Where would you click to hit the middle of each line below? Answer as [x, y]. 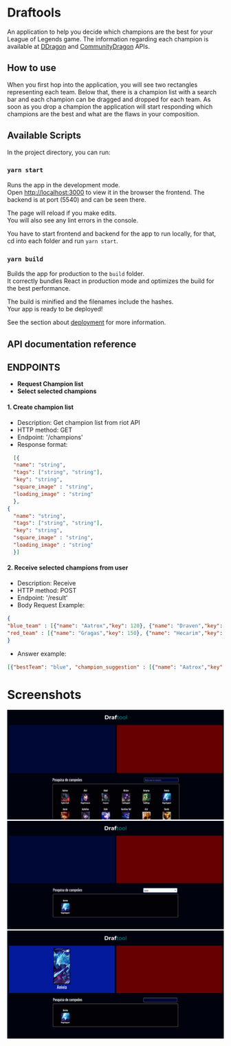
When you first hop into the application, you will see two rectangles [102, 85]
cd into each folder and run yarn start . [63, 241]
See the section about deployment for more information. [87, 322]
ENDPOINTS [34, 367]
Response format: [42, 444]
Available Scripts [44, 136]
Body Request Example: [51, 605]
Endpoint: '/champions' [50, 437]
